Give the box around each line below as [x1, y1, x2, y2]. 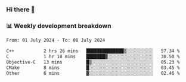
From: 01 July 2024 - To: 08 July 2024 [6, 37, 106, 43]
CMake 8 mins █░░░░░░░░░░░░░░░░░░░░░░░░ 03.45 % [6, 65, 180, 71]
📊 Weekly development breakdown [6, 21, 111, 30]
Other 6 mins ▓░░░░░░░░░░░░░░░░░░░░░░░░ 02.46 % [6, 70, 180, 76]
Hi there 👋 [6, 5, 36, 14]
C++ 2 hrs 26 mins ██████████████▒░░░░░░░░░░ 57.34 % [6, 48, 180, 54]
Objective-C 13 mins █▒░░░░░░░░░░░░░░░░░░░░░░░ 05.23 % [6, 59, 180, 65]
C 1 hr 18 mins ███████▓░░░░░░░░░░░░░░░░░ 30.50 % [6, 53, 180, 59]
